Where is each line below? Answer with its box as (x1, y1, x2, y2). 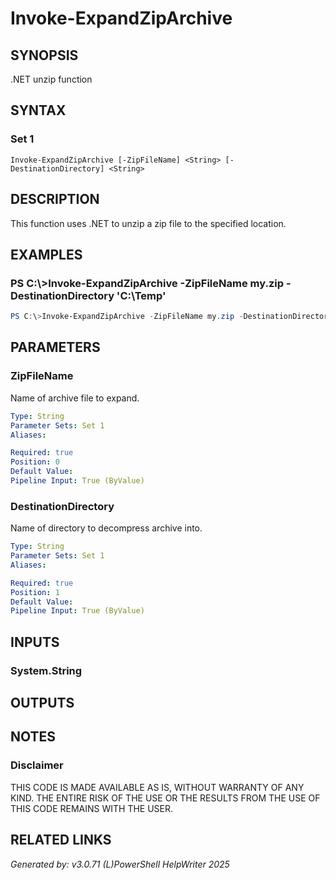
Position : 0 (10, 457, 60, 467)
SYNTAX (10, 102, 67, 119)
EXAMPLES (10, 246, 83, 263)
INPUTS (10, 633, 60, 651)
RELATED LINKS (10, 832, 112, 849)
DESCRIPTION (10, 191, 100, 208)
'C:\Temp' (116, 288, 167, 302)
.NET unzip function (10, 73, 93, 85)
